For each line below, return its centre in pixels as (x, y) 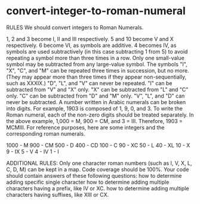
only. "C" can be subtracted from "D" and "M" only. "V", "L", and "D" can (96, 96)
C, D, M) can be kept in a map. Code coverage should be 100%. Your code (98, 169)
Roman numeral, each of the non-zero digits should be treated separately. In (100, 115)
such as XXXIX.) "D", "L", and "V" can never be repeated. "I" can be (89, 83)
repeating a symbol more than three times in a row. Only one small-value (96, 58)
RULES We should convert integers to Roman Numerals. (75, 27)
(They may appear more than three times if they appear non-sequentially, (96, 77)
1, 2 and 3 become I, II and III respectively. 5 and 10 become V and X (90, 39)
